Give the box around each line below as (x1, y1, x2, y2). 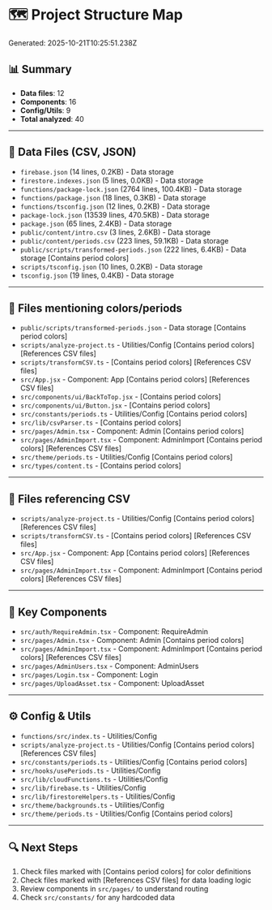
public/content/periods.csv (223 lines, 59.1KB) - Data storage (19, 235, 229, 245)
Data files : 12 (19, 88, 65, 97)
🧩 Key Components (8, 605, 108, 619)
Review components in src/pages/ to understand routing (19, 883, 209, 893)
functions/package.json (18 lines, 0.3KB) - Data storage (19, 192, 206, 202)
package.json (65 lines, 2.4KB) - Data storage (19, 218, 172, 228)
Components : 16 (19, 97, 77, 106)
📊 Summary (8, 63, 72, 76)
